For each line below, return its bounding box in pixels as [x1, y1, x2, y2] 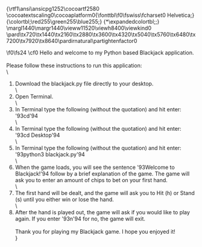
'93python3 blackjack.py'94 [14, 151, 86, 158]
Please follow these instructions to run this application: [6, 62, 142, 69]
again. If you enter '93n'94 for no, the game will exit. [14, 215, 146, 222]
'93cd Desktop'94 [14, 131, 60, 139]
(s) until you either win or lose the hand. [14, 196, 115, 203]
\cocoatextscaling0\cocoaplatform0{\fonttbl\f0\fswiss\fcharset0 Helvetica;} [6, 12, 195, 19]
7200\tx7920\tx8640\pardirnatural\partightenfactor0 [6, 38, 137, 44]
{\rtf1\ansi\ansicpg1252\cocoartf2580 [6, 5, 99, 12]
